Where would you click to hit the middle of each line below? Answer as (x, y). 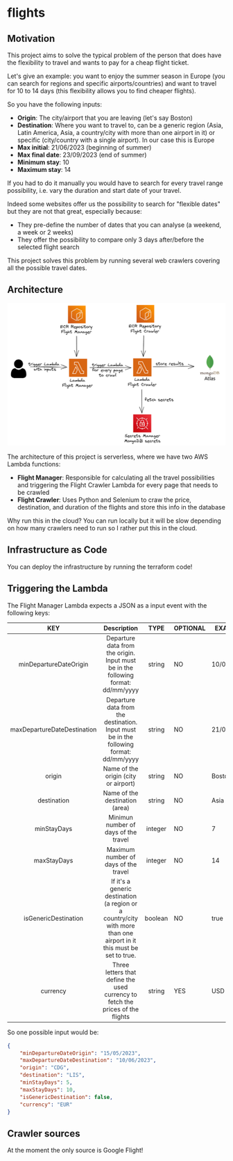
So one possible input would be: (53, 1032)
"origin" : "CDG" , (45, 1068)
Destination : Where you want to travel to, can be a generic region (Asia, (120, 125)
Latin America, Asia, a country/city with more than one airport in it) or (116, 133)
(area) (121, 808)
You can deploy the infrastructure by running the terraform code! (100, 567)
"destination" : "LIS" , (52, 1075)
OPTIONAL (190, 629)
